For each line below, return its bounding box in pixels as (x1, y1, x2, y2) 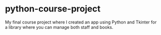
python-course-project (5, 3, 101, 14)
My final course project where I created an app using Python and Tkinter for (5, 19, 157, 25)
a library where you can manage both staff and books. (5, 24, 113, 30)
